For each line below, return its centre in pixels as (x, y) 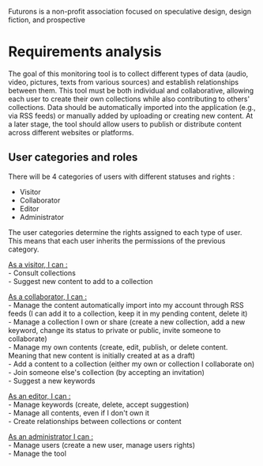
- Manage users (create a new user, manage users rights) (102, 445)
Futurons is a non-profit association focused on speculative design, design (130, 11)
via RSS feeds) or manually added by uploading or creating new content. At (131, 116)
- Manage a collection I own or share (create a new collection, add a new (127, 322)
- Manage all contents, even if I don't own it (79, 413)
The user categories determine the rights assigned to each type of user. (125, 232)
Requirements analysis (85, 52)
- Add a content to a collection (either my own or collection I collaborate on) (131, 364)
